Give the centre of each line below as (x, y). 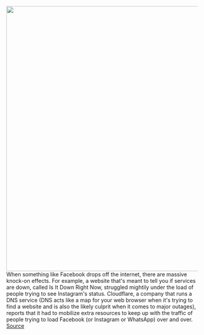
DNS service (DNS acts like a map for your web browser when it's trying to (100, 300)
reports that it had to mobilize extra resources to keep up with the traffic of (100, 313)
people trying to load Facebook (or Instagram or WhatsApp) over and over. (100, 319)
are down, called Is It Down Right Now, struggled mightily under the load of (100, 287)
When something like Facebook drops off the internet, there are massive (97, 274)
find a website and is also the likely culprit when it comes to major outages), (101, 307)
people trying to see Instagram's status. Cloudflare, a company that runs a (99, 294)
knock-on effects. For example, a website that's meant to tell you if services (101, 281)
